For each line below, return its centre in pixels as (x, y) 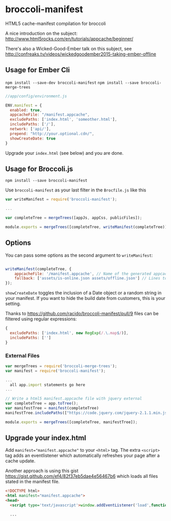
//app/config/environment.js (36, 96)
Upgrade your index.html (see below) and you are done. (64, 153)
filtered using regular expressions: (41, 319)
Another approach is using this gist (42, 471)
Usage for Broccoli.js (39, 169)
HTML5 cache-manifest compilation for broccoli (55, 23)
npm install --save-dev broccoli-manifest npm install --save (72, 83)
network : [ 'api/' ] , (31, 129)
